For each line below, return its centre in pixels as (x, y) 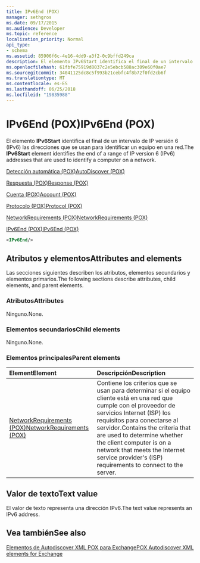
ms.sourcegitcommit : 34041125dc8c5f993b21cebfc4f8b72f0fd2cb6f (86, 73)
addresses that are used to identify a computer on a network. (81, 160)
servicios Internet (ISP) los (134, 413)
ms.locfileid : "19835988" (38, 95)
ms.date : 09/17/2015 (32, 23)
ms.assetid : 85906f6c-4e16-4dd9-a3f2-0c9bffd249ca (70, 56)
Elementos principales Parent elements (63, 357)
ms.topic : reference (32, 34)
